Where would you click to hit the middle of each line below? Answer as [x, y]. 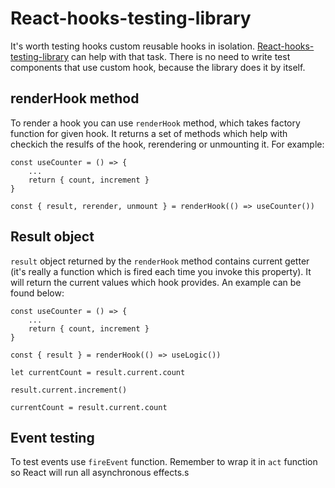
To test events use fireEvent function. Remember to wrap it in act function [164, 462]
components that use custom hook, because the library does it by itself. [158, 67]
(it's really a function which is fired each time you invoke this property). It [161, 271]
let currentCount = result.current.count [98, 372]
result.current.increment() [69, 390]
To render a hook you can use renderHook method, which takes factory [155, 123]
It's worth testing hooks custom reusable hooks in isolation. [133, 46]
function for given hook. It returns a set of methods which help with [149, 133]
